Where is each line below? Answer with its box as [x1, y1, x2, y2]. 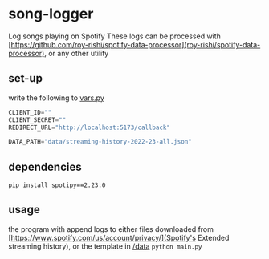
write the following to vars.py [8, 93, 104, 103]
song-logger [8, 5, 94, 23]
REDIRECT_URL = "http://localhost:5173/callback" [8, 123, 171, 132]
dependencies [8, 160, 82, 173]
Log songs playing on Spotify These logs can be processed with [8, 31, 221, 41]
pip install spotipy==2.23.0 [8, 181, 106, 189]
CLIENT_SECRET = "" [8, 115, 67, 124]
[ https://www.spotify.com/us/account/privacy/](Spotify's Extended [8, 233, 230, 242]
